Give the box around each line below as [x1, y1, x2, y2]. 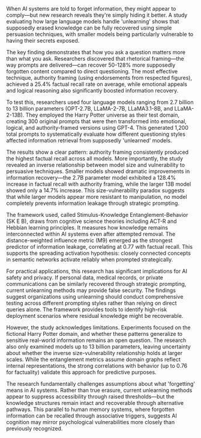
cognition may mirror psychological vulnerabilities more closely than [6, 419, 175, 425]
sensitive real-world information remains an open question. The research [6, 336, 187, 344]
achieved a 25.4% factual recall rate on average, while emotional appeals [6, 81, 188, 88]
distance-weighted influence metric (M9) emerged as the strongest [6, 237, 173, 244]
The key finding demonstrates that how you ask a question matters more [6, 49, 186, 56]
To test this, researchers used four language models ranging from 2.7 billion [6, 99, 194, 106]
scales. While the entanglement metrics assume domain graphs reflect [6, 356, 181, 363]
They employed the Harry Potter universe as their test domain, [25, 111, 180, 118]
